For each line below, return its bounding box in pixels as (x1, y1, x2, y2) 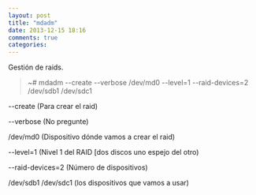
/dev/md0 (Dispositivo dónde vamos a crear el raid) (8, 132, 176, 142)
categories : (8, 41, 47, 49)
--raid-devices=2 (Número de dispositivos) (8, 163, 148, 172)
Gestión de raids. (8, 62, 64, 72)
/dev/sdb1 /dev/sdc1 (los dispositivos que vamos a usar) (8, 178, 189, 188)
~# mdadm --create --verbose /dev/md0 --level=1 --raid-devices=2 (27, 78, 249, 88)
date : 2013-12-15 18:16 (8, 26, 87, 34)
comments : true (8, 33, 58, 42)
